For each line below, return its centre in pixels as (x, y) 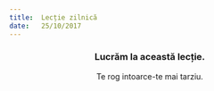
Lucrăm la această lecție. (150, 57)
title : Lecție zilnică (53, 17)
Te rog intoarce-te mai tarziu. (150, 76)
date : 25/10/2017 (45, 26)
